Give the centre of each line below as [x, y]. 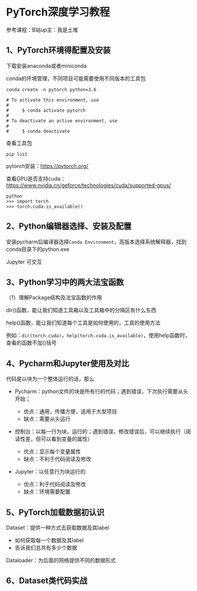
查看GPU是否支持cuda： [36, 178]
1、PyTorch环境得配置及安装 [59, 50]
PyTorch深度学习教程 [58, 12]
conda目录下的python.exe [38, 249]
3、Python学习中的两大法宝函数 [65, 282]
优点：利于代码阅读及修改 [55, 484]
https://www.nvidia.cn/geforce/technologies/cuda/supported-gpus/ [89, 185]
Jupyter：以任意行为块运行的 [50, 472]
